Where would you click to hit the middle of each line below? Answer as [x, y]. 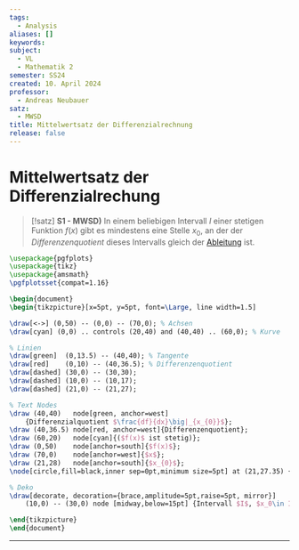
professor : [29, 92]
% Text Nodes [33, 405]
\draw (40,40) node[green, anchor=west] [89, 413]
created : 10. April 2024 [55, 84]
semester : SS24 [37, 76]
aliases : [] [31, 34]
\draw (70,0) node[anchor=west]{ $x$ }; [87, 455]
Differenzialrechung [85, 196]
